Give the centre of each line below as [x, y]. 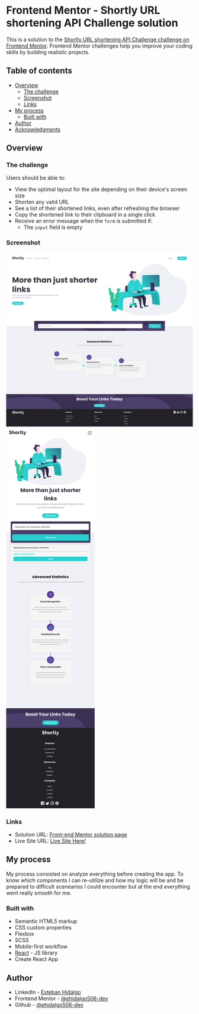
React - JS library [36, 953]
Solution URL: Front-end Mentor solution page [71, 835]
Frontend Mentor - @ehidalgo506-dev [61, 999]
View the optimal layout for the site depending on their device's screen [101, 189]
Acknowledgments [38, 129]
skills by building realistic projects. [48, 52]
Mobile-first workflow [41, 947]
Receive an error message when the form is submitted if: [84, 221]
